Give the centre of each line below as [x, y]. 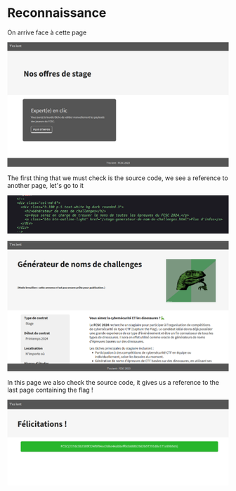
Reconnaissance [57, 13]
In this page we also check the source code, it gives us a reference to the [113, 383]
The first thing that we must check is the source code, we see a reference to [118, 178]
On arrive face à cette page [47, 32]
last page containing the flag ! [50, 390]
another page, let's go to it [46, 185]
